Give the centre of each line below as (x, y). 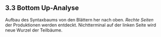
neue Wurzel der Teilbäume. (34, 30)
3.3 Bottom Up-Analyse (42, 8)
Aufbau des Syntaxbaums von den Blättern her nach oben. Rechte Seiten (80, 19)
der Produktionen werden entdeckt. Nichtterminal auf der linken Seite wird (81, 25)
